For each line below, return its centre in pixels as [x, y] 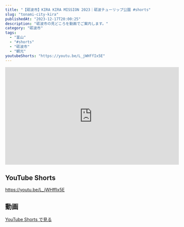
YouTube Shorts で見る [29, 219]
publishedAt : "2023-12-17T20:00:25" [43, 19]
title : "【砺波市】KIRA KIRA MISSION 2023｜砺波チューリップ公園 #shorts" [78, 10]
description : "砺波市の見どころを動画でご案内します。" [57, 24]
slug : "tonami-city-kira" [32, 14]
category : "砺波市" [24, 28]
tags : [11, 33]
